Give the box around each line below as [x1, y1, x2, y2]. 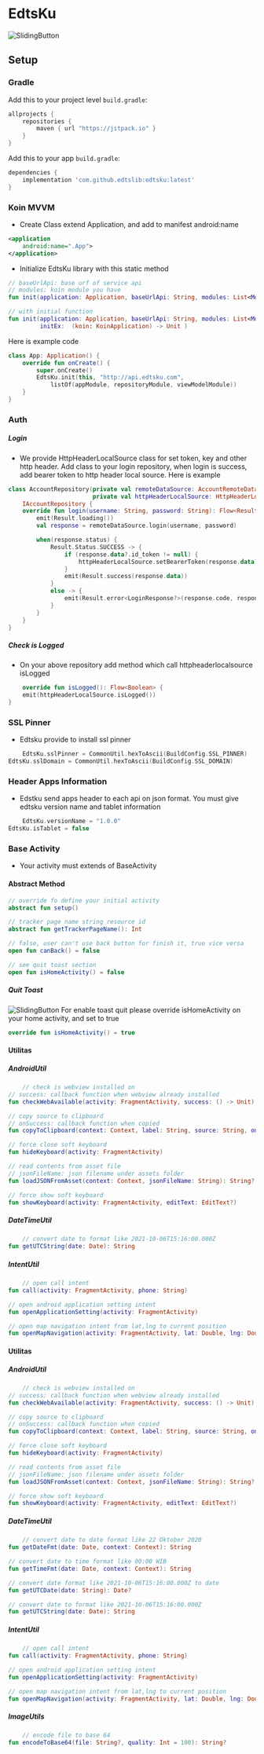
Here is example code [8, 336, 79, 346]
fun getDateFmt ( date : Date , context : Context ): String [8, 1543, 192, 1551]
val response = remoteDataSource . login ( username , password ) [36, 522, 237, 530]
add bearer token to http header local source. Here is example [19, 470, 222, 479]
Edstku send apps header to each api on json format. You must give [19, 794, 240, 804]
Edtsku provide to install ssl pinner [19, 735, 131, 745]
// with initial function [8, 308, 93, 316]
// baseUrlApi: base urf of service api [8, 279, 143, 287]
